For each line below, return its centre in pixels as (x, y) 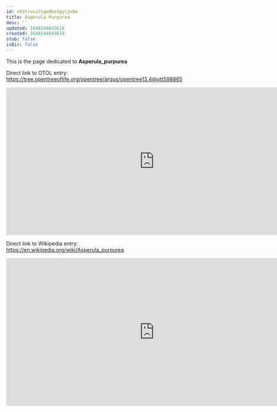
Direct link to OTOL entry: (37, 73)
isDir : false (22, 45)
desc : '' (17, 22)
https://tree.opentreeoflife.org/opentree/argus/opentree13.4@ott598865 (94, 79)
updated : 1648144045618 (36, 28)
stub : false (21, 39)
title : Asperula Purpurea (38, 17)
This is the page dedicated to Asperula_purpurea (67, 61)
